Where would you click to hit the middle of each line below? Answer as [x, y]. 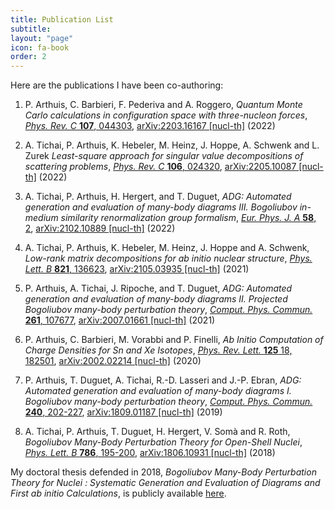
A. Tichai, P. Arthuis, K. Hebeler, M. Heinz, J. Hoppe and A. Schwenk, [167, 248]
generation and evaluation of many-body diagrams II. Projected [156, 299]
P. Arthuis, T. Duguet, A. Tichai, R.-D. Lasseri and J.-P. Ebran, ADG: [163, 380]
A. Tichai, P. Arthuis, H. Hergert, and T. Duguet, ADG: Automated [158, 197]
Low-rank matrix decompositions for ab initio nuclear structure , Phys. [168, 258]
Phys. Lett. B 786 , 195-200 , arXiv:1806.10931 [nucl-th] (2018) [150, 453]
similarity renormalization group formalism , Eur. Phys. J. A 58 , [188, 218]
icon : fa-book [40, 47]
